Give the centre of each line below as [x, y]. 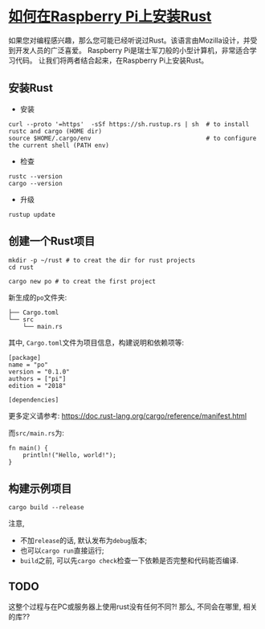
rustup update [32, 214]
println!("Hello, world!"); [69, 455]
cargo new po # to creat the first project [82, 281]
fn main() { [28, 448]
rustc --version [35, 176]
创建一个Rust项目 [52, 241]
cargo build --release [46, 508]
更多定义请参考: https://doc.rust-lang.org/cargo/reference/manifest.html [128, 415]
